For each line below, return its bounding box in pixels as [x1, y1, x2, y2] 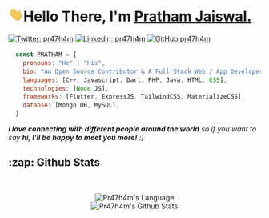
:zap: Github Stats [8, 155, 101, 170]
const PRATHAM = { [15, 50, 78, 59]
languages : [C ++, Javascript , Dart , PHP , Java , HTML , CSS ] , [22, 75, 227, 84]
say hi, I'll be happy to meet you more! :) [8, 133, 144, 143]
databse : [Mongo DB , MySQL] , [22, 101, 120, 110]
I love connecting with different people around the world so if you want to [8, 124, 257, 134]
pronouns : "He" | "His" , [22, 59, 106, 67]
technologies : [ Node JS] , [22, 84, 110, 92]
